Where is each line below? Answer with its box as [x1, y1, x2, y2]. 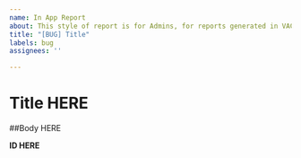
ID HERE [9, 140, 40, 151]
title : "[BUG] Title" [9, 30, 90, 39]
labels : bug [9, 38, 54, 48]
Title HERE [9, 93, 89, 113]
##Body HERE [9, 123, 61, 134]
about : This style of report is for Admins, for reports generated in [9, 22, 279, 31]
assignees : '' [9, 47, 63, 56]
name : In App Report [9, 13, 87, 22]
